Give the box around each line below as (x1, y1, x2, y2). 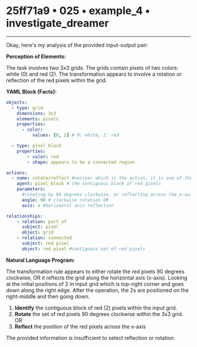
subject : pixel (21, 224, 59, 230)
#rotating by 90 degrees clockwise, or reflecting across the (21, 192, 177, 198)
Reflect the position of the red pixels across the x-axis (14, 323, 146, 330)
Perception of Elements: (6, 53, 66, 60)
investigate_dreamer (6, 16, 110, 30)
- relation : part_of (16, 218, 67, 224)
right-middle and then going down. (6, 292, 90, 300)
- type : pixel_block (11, 143, 62, 149)
